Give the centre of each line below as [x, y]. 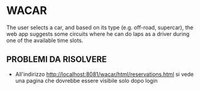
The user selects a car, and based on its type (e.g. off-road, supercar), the [100, 27]
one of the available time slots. [45, 40]
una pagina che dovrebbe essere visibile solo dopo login [86, 80]
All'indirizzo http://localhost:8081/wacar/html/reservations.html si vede [104, 74]
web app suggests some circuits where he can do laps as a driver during [98, 33]
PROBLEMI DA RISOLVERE [57, 59]
